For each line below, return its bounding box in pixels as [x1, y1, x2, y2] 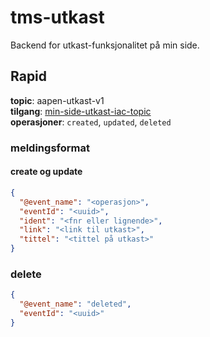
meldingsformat [10, 141, 90, 155]
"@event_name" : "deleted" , [19, 299, 132, 310]
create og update [10, 166, 83, 178]
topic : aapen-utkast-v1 [10, 94, 105, 106]
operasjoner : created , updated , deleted [10, 116, 172, 128]
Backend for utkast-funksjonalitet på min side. [10, 39, 200, 51]
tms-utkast [10, 6, 105, 29]
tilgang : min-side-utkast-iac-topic [10, 105, 152, 117]
